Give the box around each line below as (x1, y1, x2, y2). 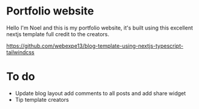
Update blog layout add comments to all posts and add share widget (15, 89, 186, 97)
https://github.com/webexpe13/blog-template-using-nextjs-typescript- (6, 42, 184, 49)
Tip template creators (15, 96, 69, 103)
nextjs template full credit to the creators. (6, 30, 110, 37)
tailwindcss (6, 48, 35, 55)
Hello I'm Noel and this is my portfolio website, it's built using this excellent (6, 24, 193, 31)
